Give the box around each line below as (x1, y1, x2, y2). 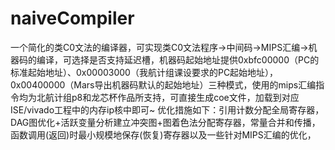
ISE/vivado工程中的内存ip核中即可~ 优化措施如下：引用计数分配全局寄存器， (10, 103, 325, 116)
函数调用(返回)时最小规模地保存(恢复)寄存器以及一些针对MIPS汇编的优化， (10, 128, 317, 141)
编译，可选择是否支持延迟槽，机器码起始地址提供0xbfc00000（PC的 (36, 53, 320, 66)
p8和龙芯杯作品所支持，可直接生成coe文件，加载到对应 (71, 91, 300, 103)
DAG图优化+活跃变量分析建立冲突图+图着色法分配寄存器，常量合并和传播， (10, 116, 321, 128)
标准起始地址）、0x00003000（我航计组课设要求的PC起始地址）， (10, 66, 279, 78)
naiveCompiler (10, 7, 135, 30)
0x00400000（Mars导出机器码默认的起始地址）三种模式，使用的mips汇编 (10, 78, 317, 91)
